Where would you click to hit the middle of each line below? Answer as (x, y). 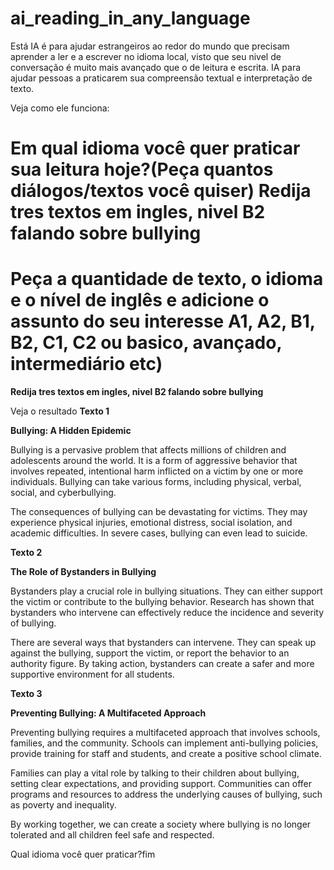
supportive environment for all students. (92, 674)
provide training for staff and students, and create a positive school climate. (166, 754)
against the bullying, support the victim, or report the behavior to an (150, 653)
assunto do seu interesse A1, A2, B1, (163, 321)
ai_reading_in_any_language (130, 18)
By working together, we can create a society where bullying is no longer (161, 824)
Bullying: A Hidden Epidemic (71, 431)
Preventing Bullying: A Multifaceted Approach (108, 713)
